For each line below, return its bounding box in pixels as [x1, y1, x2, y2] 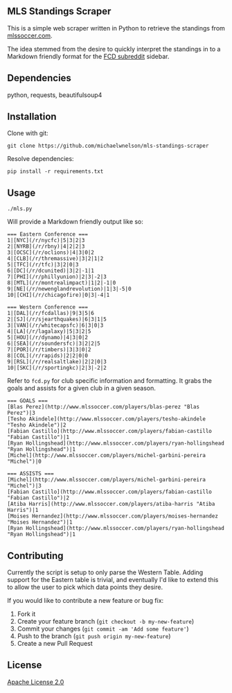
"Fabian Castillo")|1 [7, 434, 70, 441]
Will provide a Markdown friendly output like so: [7, 218, 144, 226]
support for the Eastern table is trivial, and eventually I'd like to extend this [7, 576, 219, 584]
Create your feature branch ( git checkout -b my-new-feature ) [17, 617, 195, 626]
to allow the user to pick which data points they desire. [7, 583, 163, 592]
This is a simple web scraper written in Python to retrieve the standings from [7, 24, 225, 32]
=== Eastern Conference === [7, 231, 89, 238]
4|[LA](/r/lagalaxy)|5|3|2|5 [7, 328, 91, 335]
